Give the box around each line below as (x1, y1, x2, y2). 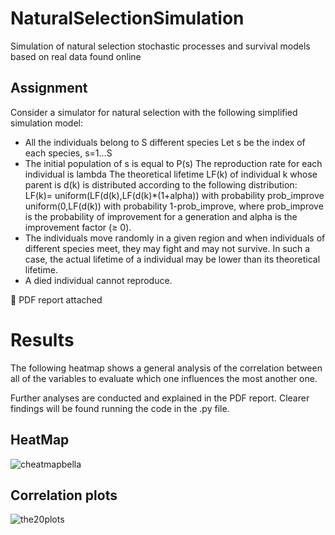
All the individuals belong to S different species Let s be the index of (24, 136, 306, 148)
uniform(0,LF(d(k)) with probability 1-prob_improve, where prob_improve (24, 200, 324, 212)
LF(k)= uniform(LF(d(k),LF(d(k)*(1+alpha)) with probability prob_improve (24, 189, 325, 201)
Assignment (10, 80, 88, 97)
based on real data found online (10, 50, 142, 62)
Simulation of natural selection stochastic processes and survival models (10, 40, 311, 52)
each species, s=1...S (24, 147, 113, 159)
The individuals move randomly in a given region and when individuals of (24, 232, 326, 244)
